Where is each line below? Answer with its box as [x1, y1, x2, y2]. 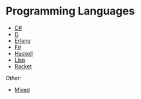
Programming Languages [5, 4, 135, 18]
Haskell [14, 49, 33, 57]
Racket [14, 62, 32, 70]
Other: [5, 74, 22, 81]
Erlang [14, 37, 31, 44]
